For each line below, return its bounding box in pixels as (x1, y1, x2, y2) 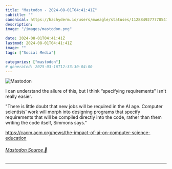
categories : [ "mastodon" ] (5, 59, 60, 65)
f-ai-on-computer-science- (93, 130, 151, 136)
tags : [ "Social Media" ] (5, 50, 56, 55)
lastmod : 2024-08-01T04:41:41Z (5, 40, 72, 46)
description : (5, 22, 33, 27)
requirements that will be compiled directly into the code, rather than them (5, 114, 162, 120)
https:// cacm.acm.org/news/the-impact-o (5, 130, 93, 136)
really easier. (5, 93, 32, 100)
